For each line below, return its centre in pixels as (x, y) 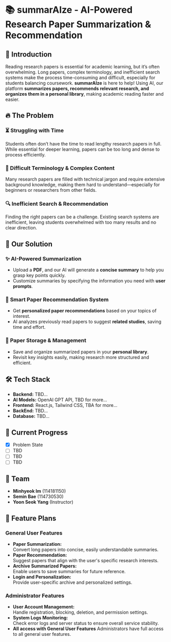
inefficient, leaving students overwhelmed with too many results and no (81, 222)
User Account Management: (44, 607)
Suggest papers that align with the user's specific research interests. (85, 560)
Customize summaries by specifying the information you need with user (89, 280)
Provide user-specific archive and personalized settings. (72, 582)
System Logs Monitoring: (40, 618)
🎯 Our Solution (29, 244)
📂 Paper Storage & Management (46, 341)
